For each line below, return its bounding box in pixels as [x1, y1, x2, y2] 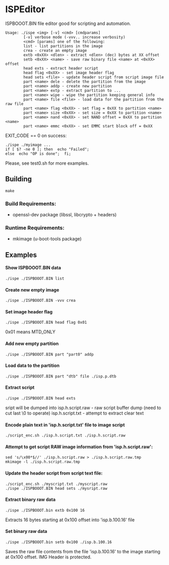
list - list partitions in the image [23, 43, 103, 49]
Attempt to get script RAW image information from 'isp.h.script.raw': [5, 444, 153, 450]
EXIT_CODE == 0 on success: [5, 132, 67, 138]
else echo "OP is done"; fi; [5, 151, 71, 156]
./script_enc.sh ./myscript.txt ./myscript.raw [5, 481, 108, 486]
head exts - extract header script [23, 66, 99, 71]
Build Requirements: [5, 200, 57, 207]
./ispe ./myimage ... [5, 142, 51, 147]
